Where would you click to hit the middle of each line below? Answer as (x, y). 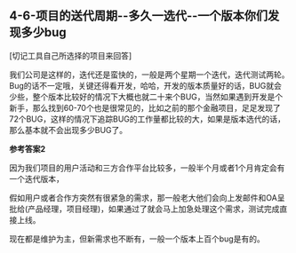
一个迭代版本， (36, 178)
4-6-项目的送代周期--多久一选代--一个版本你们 (139, 16)
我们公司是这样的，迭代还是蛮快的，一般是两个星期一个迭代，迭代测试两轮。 (149, 75)
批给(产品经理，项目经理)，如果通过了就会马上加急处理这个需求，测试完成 (144, 209)
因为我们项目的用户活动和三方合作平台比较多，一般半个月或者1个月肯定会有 (147, 168)
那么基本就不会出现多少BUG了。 (68, 130)
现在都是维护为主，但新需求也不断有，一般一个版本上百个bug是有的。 (137, 239)
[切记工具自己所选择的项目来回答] (71, 55)
